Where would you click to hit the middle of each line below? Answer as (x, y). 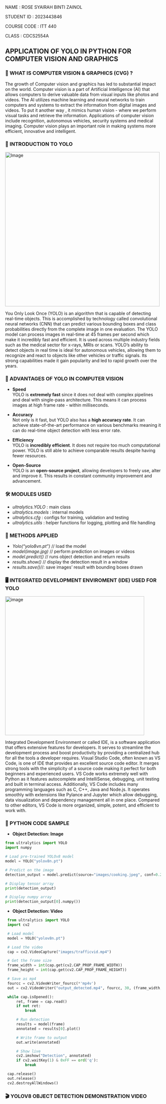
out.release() (22, 1078)
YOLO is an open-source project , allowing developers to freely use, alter (86, 471)
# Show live (28, 1051)
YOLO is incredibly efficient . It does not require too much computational (86, 445)
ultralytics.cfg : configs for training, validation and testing (71, 517)
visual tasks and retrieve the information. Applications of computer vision (80, 115)
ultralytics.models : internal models (48, 512)
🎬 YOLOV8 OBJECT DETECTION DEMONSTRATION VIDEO (76, 1096)
